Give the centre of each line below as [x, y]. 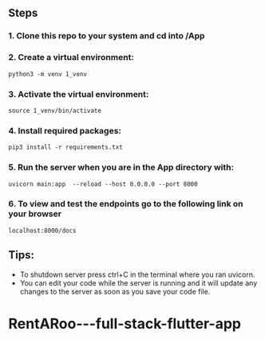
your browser [35, 214]
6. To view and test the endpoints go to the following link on [126, 204]
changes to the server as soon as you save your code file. [115, 291]
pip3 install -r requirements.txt [66, 147]
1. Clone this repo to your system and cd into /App [107, 36]
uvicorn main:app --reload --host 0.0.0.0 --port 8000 [103, 184]
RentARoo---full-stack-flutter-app [125, 324]
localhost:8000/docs [43, 230]
